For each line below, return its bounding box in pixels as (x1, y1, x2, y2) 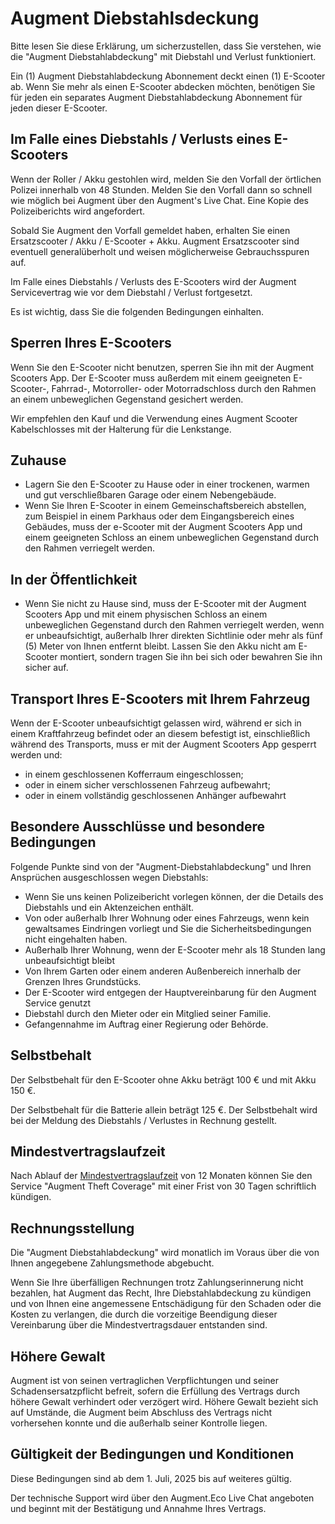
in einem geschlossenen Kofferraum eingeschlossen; (24, 768, 244, 780)
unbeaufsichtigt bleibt (24, 954, 116, 966)
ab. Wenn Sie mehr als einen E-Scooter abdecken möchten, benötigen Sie (10, 80, 316, 92)
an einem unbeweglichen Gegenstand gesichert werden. (10, 393, 244, 405)
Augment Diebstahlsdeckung (10, 7, 260, 30)
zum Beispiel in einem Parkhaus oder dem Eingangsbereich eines (24, 510, 295, 522)
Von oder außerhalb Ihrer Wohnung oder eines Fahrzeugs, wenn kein (24, 912, 310, 924)
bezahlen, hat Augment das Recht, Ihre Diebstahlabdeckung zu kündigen (10, 1287, 312, 1299)
